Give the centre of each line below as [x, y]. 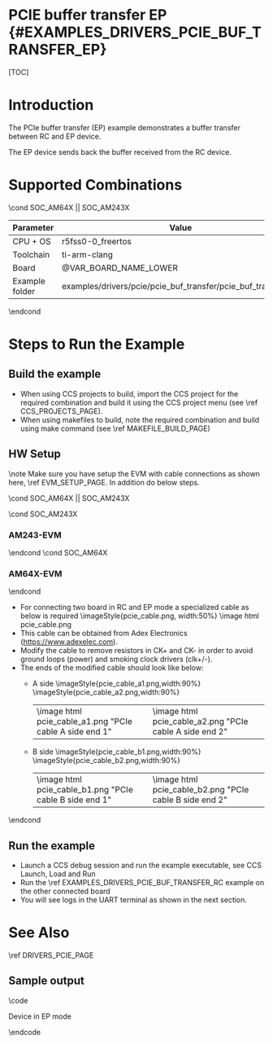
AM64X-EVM [35, 573]
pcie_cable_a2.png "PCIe [200, 722]
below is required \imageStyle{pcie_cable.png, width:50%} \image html [140, 616]
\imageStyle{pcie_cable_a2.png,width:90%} [106, 692]
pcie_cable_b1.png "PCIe [84, 790]
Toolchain [31, 254]
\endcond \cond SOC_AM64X [58, 552]
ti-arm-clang [87, 254]
